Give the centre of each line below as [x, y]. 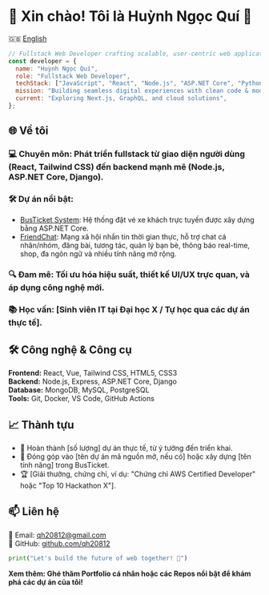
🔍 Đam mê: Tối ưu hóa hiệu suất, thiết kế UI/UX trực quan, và [129, 275]
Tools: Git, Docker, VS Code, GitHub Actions [81, 399]
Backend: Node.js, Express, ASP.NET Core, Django [93, 382]
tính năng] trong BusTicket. [64, 465]
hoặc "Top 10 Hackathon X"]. [68, 486]
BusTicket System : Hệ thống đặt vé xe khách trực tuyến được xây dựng [137, 219]
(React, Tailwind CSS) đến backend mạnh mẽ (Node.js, [116, 167]
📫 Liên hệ [34, 512]
